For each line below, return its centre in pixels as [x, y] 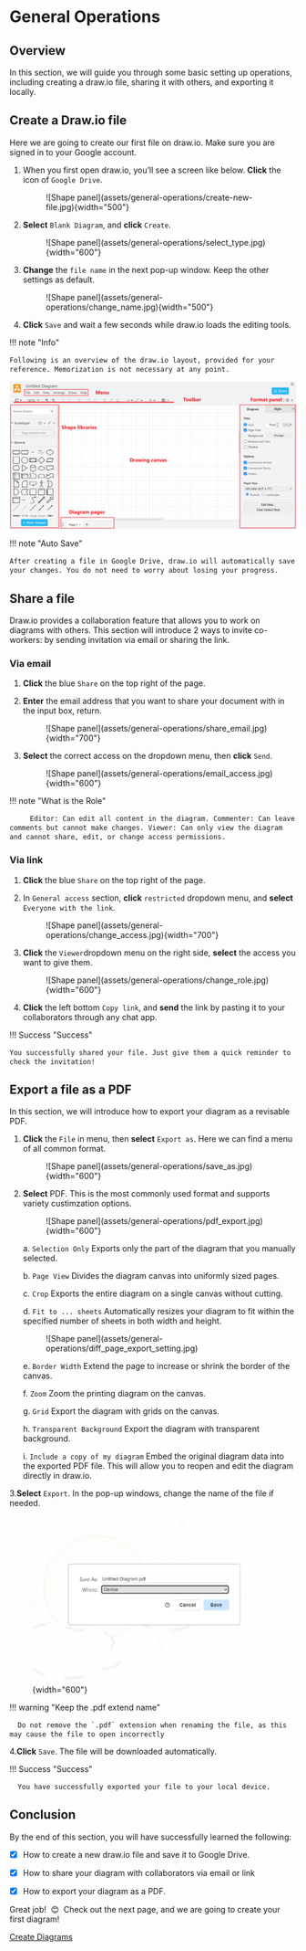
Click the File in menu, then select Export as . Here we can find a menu [158, 1139]
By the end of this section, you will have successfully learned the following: [151, 1837]
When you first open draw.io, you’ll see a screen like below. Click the [152, 170]
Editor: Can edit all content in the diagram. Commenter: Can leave [163, 819]
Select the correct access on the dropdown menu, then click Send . [148, 756]
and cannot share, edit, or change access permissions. [117, 838]
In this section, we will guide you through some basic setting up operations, [151, 72]
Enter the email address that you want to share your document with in [153, 701]
